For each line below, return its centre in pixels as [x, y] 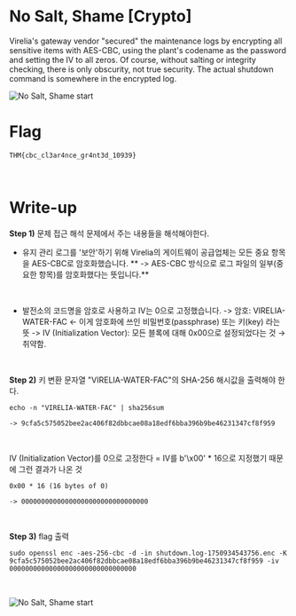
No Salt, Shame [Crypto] [101, 16]
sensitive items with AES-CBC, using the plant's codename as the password [148, 50]
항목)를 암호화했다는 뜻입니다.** [93, 274]
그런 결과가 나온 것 [50, 469]
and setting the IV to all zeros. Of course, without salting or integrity [133, 59]
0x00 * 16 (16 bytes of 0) [59, 486]
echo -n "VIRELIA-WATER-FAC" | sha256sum [87, 407]
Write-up [43, 208]
